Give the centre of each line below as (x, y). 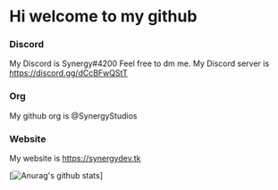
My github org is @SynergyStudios (73, 116)
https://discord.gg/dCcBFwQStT (68, 73)
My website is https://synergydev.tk (75, 159)
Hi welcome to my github (103, 17)
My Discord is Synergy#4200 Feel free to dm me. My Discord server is (139, 63)
